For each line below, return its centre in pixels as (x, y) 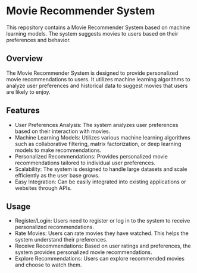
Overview (25, 58)
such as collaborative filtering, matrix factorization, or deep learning (98, 144)
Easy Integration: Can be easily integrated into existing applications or (100, 182)
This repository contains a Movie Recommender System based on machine (98, 27)
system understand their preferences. (61, 240)
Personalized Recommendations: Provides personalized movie (91, 156)
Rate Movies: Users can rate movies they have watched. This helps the (101, 233)
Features (23, 111)
